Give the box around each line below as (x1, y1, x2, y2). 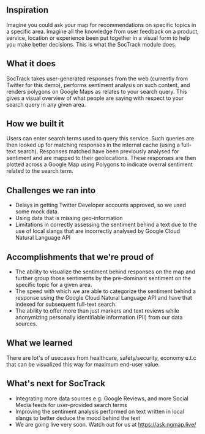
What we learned (6, 338, 73, 348)
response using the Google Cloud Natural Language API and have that (15, 294, 193, 302)
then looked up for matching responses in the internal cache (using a (6, 141, 181, 149)
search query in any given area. (6, 101, 86, 108)
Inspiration (6, 5, 49, 15)
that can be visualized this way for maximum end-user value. (6, 360, 160, 368)
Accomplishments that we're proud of (6, 251, 154, 262)
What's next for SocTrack (6, 378, 106, 389)
